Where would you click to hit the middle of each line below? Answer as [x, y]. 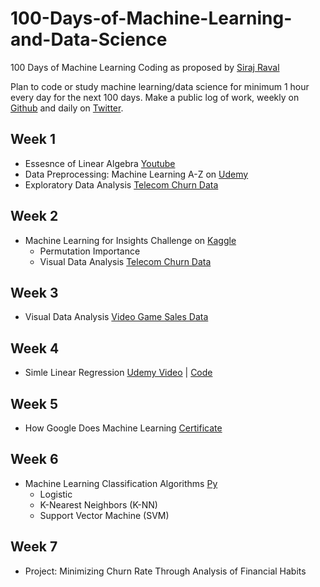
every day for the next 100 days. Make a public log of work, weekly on [155, 97]
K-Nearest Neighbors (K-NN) [98, 504]
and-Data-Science [89, 39]
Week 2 [34, 216]
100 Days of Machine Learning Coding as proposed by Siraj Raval [145, 67]
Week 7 [34, 547]
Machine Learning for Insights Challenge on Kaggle [130, 240]
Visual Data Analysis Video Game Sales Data [116, 317]
